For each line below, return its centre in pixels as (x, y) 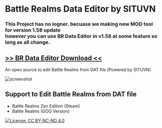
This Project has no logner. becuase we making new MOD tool (79, 24)
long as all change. (28, 42)
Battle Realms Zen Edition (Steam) (46, 106)
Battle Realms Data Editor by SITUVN (81, 9)
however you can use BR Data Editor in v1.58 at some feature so (81, 36)
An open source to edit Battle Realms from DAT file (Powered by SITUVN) (78, 69)
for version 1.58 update (33, 30)
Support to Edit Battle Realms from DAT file (71, 94)
